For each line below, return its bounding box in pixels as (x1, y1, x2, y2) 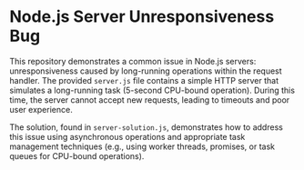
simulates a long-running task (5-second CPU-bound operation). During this (9, 85, 296, 95)
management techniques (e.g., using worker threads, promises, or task (9, 141, 276, 152)
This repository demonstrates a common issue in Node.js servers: (9, 55, 257, 66)
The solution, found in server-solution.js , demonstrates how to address (9, 121, 284, 133)
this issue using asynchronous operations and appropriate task (9, 131, 246, 142)
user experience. (9, 104, 73, 115)
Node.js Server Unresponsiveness (9, 6, 275, 27)
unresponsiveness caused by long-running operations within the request (9, 65, 282, 76)
